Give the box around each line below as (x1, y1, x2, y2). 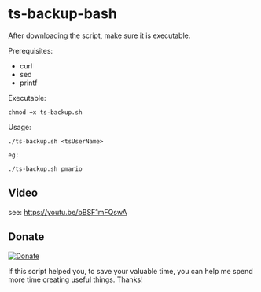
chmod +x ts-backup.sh (8, 108, 83, 116)
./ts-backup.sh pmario (8, 164, 83, 173)
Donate (8, 230, 45, 244)
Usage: (8, 122, 31, 131)
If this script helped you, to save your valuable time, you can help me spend (8, 266, 253, 275)
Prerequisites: (8, 46, 53, 55)
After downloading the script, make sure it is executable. (8, 31, 191, 40)
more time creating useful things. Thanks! (8, 275, 143, 284)
